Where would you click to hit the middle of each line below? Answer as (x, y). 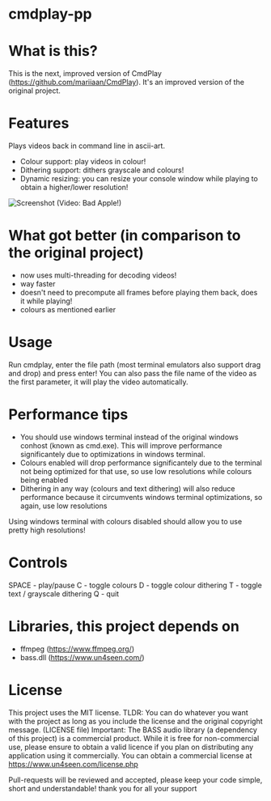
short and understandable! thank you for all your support (103, 788)
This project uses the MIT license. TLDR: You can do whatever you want (128, 712)
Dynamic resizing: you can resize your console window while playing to (139, 179)
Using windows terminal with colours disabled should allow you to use (125, 521)
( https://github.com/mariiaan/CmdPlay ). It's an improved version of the (127, 83)
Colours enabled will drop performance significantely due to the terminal (141, 463)
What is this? (53, 51)
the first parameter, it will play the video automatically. (98, 382)
